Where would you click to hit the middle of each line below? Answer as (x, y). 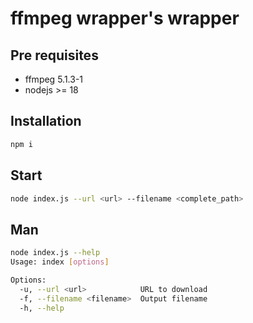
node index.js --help (55, 253)
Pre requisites (54, 55)
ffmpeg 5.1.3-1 (54, 79)
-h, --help (42, 308)
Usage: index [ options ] (60, 262)
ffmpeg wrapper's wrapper (125, 18)
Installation (46, 121)
